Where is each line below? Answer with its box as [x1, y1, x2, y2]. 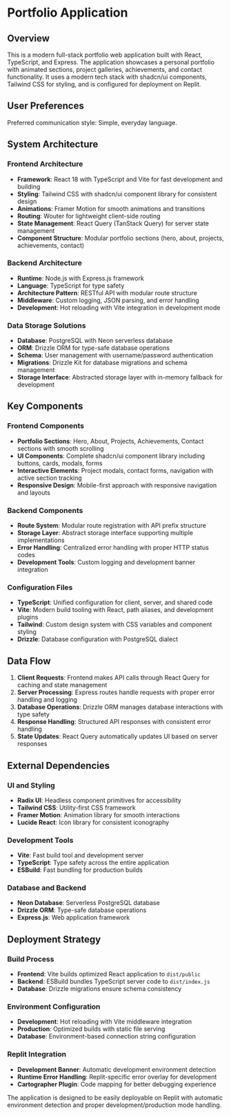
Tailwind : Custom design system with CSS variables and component [17, 620, 212, 629]
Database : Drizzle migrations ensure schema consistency [17, 985, 182, 993]
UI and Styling [7, 780, 55, 790]
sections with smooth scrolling [17, 444, 105, 452]
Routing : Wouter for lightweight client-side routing [17, 212, 161, 220]
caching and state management [17, 681, 108, 689]
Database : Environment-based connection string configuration [17, 1032, 197, 1041]
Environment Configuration [7, 1002, 101, 1012]
